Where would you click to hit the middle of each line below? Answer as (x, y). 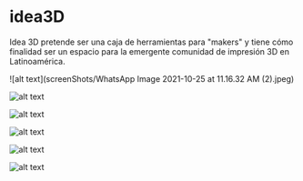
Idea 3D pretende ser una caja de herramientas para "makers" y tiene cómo (151, 42)
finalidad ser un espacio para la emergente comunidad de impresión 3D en (149, 51)
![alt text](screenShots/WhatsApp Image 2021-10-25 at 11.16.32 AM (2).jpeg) (152, 78)
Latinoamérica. (37, 61)
